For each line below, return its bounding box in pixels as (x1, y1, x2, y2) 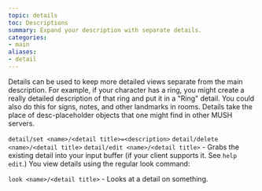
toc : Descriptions (8, 19, 68, 27)
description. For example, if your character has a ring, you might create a (8, 85, 245, 94)
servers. (8, 119, 35, 128)
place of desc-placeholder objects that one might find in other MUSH (8, 110, 233, 119)
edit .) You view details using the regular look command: (8, 159, 190, 168)
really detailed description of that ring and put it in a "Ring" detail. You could (8, 94, 255, 103)
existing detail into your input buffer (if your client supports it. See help (8, 150, 238, 160)
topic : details (8, 11, 58, 20)
